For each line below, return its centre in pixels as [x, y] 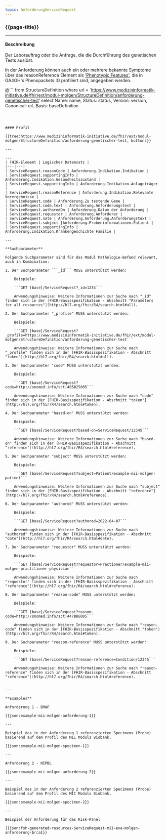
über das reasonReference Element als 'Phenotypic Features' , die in [74, 75]
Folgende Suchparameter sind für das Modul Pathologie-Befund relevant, [82, 257]
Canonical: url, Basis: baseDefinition [42, 106]
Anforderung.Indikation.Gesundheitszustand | [53, 180]
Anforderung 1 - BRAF [27, 707]
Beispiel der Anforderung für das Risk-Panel [53, 820]
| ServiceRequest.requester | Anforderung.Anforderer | [64, 214]
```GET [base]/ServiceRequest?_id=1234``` [58, 288]
